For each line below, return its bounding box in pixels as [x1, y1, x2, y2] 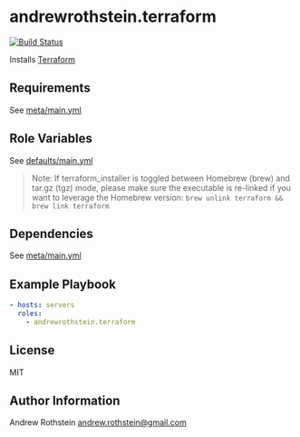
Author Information [9, 393, 121, 409]
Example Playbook [9, 276, 116, 292]
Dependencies [9, 225, 93, 242]
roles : [17, 309, 43, 319]
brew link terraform [31, 202, 110, 211]
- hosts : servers [9, 301, 75, 310]
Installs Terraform [9, 54, 75, 65]
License [9, 343, 55, 358]
